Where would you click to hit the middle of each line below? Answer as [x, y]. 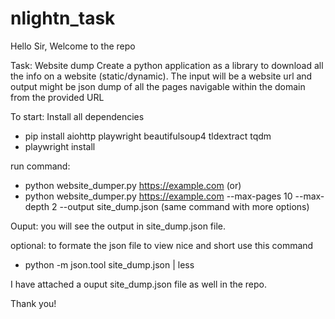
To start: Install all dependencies [77, 116]
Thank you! [33, 303]
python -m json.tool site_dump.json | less [109, 264]
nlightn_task [63, 18]
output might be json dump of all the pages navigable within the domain [158, 86]
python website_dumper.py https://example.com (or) [133, 185]
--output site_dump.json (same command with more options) [184, 206]
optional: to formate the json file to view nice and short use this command [162, 245]
